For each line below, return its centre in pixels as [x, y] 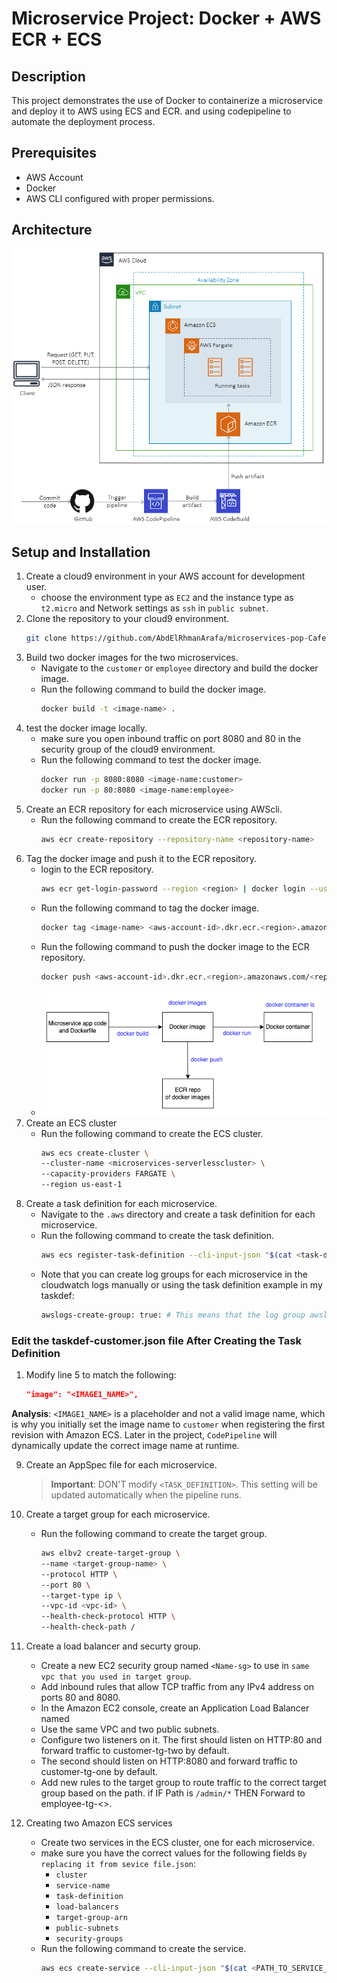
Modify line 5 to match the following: [101, 1375]
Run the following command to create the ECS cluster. [152, 1133]
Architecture [52, 230]
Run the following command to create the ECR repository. [159, 819]
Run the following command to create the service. [143, 1949]
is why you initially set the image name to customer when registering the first [168, 1424]
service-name [83, 1886]
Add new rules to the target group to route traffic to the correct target [183, 1783]
